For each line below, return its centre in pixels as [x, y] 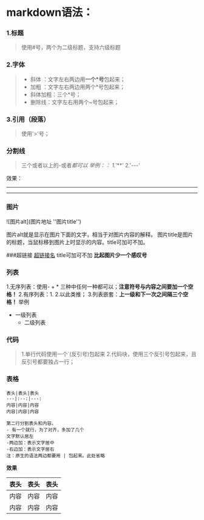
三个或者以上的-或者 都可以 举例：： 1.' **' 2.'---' [81, 166]
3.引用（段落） [28, 119]
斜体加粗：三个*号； [56, 94]
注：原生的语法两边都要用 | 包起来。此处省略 [56, 455]
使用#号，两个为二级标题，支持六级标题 [71, 47]
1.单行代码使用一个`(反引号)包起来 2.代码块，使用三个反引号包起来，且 [109, 354]
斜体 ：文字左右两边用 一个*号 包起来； [78, 79]
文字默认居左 [20, 436]
